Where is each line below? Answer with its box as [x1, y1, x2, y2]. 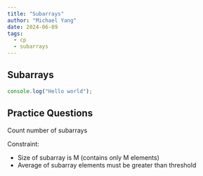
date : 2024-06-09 [7, 23, 58, 30]
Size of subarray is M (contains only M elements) [17, 153, 160, 162]
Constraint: [7, 139, 40, 148]
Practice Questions [7, 107, 93, 120]
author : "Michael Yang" [7, 17, 77, 24]
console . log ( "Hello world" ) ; [7, 87, 93, 95]
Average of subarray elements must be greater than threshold [17, 161, 197, 169]
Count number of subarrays [7, 126, 88, 134]
